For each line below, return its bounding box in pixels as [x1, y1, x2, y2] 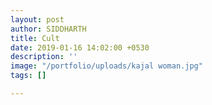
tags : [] [10, 71, 47, 81]
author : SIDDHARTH [10, 24, 87, 34]
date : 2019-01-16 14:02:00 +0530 [10, 42, 150, 53]
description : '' [10, 52, 78, 62]
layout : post [10, 14, 65, 25]
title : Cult [10, 33, 60, 43]
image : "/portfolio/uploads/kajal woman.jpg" [10, 61, 203, 71]
